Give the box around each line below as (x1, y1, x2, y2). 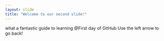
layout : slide (5, 7, 34, 12)
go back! (5, 30, 23, 36)
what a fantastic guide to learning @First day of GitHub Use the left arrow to (5, 25, 159, 31)
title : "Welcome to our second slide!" (5, 12, 87, 17)
